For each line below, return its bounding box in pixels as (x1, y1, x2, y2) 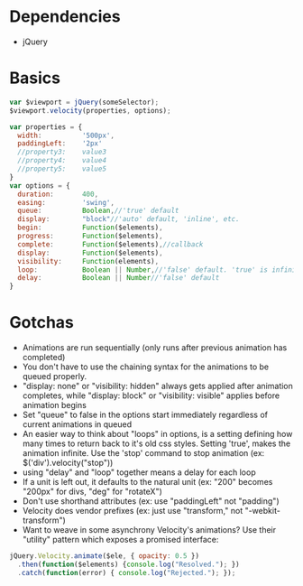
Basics (9, 68, 61, 88)
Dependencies (9, 6, 121, 27)
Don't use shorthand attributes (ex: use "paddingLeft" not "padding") (22, 496, 280, 507)
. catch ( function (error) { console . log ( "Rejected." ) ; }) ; (17, 568, 236, 577)
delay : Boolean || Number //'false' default (17, 274, 220, 283)
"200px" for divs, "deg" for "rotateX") (22, 486, 162, 498)
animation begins (22, 400, 87, 411)
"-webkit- (244, 506, 281, 516)
